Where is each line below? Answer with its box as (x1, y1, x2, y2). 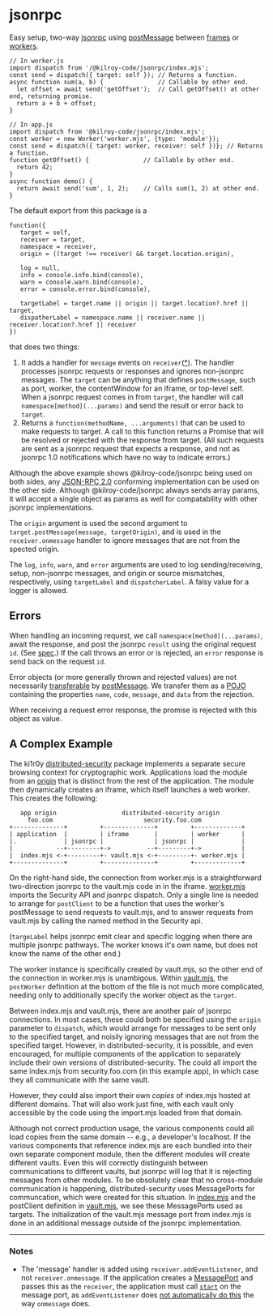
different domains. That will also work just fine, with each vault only (9, 1099, 234, 1109)
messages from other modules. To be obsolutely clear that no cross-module (9, 1175, 263, 1185)
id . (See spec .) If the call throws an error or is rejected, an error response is (9, 647, 264, 657)
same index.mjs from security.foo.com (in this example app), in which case (9, 1066, 259, 1075)
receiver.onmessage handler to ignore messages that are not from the (9, 535, 241, 545)
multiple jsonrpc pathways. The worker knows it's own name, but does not (9, 940, 258, 950)
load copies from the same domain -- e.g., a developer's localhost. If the (9, 1132, 251, 1142)
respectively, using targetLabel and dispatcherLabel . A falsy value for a (9, 577, 250, 587)
